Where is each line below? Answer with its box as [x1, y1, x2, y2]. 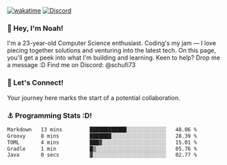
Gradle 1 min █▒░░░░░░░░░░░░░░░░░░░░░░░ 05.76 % [7, 145, 197, 152]
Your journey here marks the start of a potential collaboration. [7, 93, 181, 102]
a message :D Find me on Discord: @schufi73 [7, 61, 136, 69]
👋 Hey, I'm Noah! [7, 23, 64, 33]
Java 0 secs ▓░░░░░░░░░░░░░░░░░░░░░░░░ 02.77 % [7, 151, 197, 159]
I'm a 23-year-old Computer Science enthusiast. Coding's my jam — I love [7, 39, 217, 47]
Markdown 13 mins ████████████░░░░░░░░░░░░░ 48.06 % [7, 126, 197, 133]
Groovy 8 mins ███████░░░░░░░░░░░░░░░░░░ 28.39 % [7, 132, 197, 140]
